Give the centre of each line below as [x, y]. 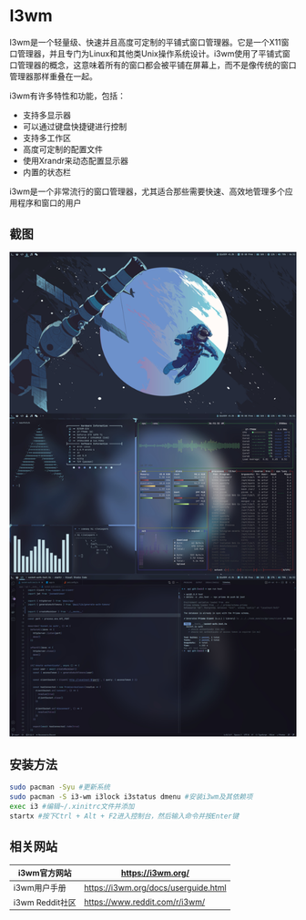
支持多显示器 [46, 115]
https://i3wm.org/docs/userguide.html [155, 887]
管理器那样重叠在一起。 [53, 76]
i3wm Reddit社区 [45, 902]
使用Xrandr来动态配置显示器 [76, 160]
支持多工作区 [46, 138]
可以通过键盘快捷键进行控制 [75, 126]
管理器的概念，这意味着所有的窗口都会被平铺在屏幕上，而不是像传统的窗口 [157, 65]
